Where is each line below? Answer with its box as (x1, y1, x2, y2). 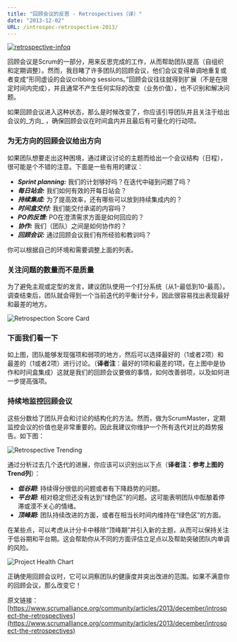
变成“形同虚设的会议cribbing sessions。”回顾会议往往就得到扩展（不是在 (13, 75, 222, 83)
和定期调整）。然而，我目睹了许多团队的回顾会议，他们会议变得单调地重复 (7, 66, 221, 75)
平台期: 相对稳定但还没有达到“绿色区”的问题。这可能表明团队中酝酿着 (17, 493, 219, 501)
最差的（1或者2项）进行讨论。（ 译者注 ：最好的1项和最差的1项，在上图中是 (7, 359, 220, 368)
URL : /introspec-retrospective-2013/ (7, 23, 119, 30)
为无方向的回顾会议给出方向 (7, 136, 102, 146)
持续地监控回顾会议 (7, 397, 73, 407)
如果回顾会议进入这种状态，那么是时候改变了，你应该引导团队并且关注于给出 (7, 107, 230, 117)
